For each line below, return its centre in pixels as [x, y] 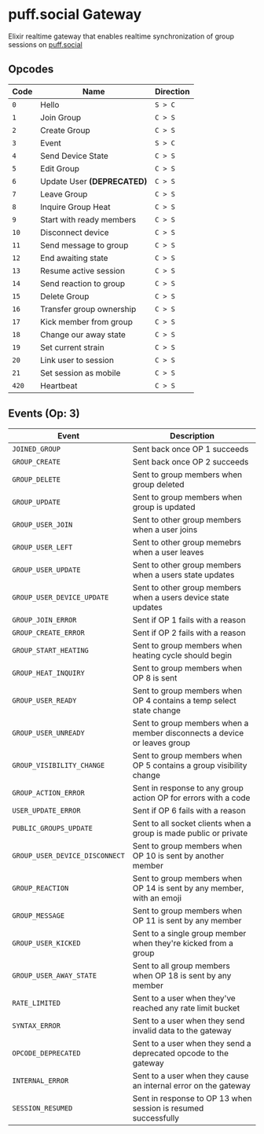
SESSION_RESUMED [42, 1108]
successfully [156, 1117]
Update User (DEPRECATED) [94, 181]
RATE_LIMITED [37, 1003]
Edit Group [60, 168]
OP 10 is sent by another [178, 856]
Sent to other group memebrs [187, 542]
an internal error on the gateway [192, 1085]
